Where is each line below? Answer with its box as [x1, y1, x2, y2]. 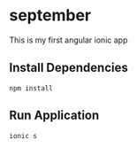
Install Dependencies [9, 60, 128, 75]
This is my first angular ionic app [9, 35, 128, 45]
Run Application [9, 108, 100, 123]
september [9, 5, 91, 26]
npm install [9, 83, 53, 93]
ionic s [9, 131, 38, 140]
